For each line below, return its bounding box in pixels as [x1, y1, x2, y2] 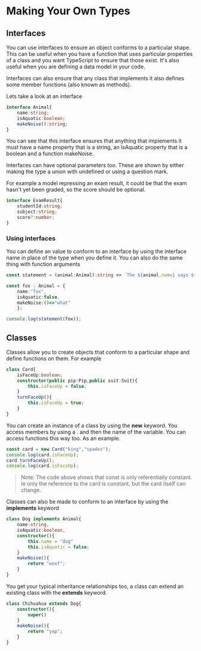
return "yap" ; [28, 628, 63, 635]
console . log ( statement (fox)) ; [6, 316, 82, 322]
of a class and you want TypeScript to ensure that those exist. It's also [6, 57, 179, 64]
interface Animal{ [6, 104, 52, 110]
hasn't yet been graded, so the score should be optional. [6, 186, 146, 193]
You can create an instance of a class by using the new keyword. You [6, 421, 178, 429]
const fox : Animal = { [6, 283, 66, 289]
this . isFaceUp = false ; [28, 383, 87, 389]
